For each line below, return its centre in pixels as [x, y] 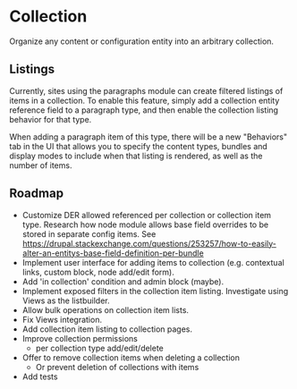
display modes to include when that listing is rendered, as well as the [136, 156]
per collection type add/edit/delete [99, 348]
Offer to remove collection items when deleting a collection [131, 357]
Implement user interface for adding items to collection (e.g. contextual [153, 262]
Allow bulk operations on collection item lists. [106, 309]
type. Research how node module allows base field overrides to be [145, 224]
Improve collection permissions [80, 338]
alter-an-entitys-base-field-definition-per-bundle [113, 253]
